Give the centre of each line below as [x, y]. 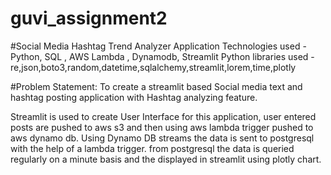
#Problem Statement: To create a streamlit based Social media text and [156, 86]
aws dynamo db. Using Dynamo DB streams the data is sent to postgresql [162, 138]
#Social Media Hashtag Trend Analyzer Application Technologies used [155, 46]
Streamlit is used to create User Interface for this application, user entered [163, 116]
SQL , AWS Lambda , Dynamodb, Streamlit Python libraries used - [179, 56]
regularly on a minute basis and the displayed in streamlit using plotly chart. [166, 159]
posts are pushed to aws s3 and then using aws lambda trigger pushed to [162, 127]
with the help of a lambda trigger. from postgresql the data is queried [152, 148]
